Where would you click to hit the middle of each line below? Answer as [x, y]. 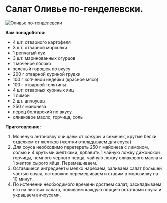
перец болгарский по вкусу [42, 112]
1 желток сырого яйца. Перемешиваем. [55, 163]
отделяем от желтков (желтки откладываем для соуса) [72, 142]
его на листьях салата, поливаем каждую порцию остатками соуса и [87, 189]
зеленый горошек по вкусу [41, 69]
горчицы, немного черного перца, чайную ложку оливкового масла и [87, 158]
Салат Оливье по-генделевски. [74, 9]
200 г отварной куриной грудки [46, 74]
